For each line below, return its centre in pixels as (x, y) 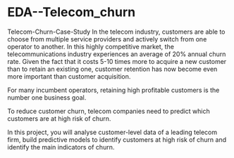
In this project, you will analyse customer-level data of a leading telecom (112, 132)
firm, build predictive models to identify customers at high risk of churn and (117, 139)
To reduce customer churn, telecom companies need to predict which (109, 111)
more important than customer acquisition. (69, 76)
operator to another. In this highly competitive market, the (91, 46)
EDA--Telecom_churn (72, 12)
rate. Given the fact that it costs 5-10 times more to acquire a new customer (117, 61)
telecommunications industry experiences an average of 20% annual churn (117, 54)
